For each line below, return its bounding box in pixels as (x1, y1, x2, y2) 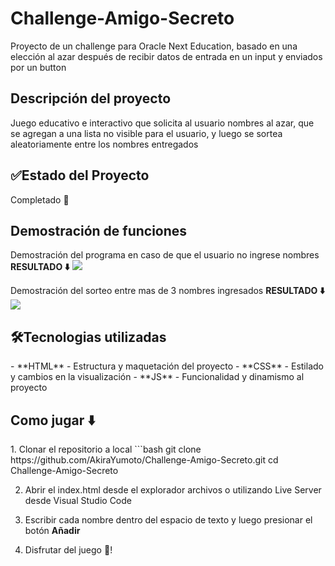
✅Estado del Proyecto (10, 167, 150, 184)
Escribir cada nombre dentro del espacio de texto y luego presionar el (24, 514, 313, 526)
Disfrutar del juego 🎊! (24, 544, 113, 556)
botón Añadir (24, 525, 81, 536)
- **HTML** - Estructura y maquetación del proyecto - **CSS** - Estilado (10, 360, 324, 372)
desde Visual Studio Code (24, 495, 132, 506)
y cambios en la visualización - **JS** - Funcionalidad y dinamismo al (10, 371, 305, 383)
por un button (10, 61, 67, 73)
